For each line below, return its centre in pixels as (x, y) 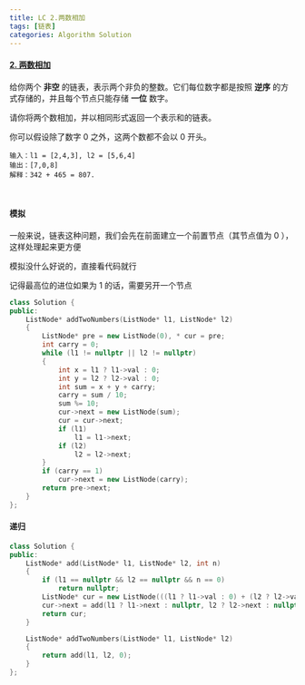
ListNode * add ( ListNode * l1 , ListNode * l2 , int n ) (123, 563)
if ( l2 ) (73, 445)
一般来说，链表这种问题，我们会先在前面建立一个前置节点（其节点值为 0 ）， (151, 235)
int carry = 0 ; (71, 345)
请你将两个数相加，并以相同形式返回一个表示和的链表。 (113, 117)
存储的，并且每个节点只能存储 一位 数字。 (95, 98)
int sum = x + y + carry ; (107, 387)
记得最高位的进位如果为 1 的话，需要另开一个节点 (101, 285)
